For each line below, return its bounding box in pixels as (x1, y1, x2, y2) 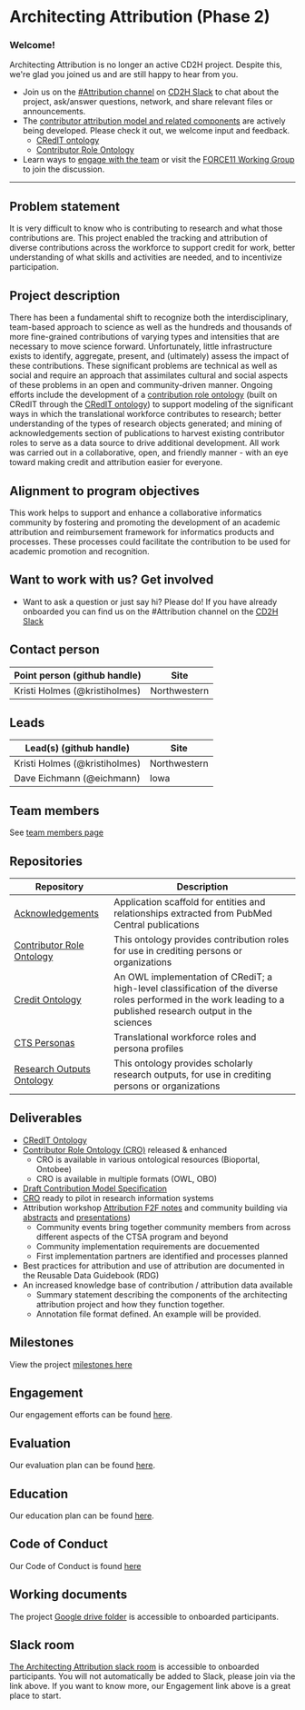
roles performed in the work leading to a (113, 993, 285, 1006)
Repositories (9, 853, 84, 869)
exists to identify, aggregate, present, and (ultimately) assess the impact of (9, 351, 290, 362)
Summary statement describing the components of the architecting (35, 1288, 288, 1300)
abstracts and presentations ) (22, 1211, 132, 1223)
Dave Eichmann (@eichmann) (14, 772, 141, 785)
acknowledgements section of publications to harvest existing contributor (9, 428, 285, 439)
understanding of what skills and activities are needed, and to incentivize (9, 252, 283, 263)
